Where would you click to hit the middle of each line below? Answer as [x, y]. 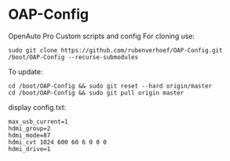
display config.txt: [37, 107]
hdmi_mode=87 [29, 135]
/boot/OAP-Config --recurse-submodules [73, 57]
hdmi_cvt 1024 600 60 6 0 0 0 [58, 142]
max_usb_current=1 [38, 122]
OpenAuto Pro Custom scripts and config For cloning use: [102, 36]
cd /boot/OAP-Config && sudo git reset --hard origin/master [110, 86]
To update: [26, 71]
